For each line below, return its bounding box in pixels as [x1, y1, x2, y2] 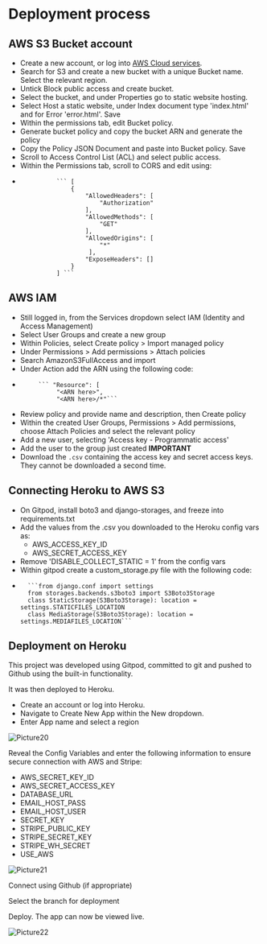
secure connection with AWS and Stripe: [8, 757, 142, 767]
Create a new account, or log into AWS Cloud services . [19, 58, 203, 68]
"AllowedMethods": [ [84, 213, 154, 221]
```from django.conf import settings [27, 582, 154, 590]
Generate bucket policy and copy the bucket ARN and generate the [19, 126, 243, 136]
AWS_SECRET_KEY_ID [19, 773, 95, 782]
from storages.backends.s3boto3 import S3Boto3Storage [27, 589, 216, 597]
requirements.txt [19, 513, 76, 523]
